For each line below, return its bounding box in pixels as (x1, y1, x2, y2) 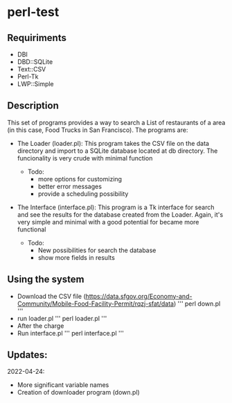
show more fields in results (37, 253, 116, 261)
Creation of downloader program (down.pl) (17, 388, 140, 397)
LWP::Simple (17, 80, 54, 88)
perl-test (7, 4, 60, 20)
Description (7, 100, 59, 112)
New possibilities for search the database (37, 246, 157, 254)
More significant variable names (17, 381, 109, 389)
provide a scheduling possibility (37, 189, 129, 198)
